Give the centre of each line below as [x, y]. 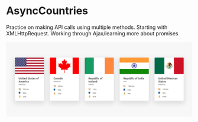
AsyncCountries [47, 11]
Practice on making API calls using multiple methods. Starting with [87, 27]
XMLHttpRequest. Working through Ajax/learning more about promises [92, 33]
